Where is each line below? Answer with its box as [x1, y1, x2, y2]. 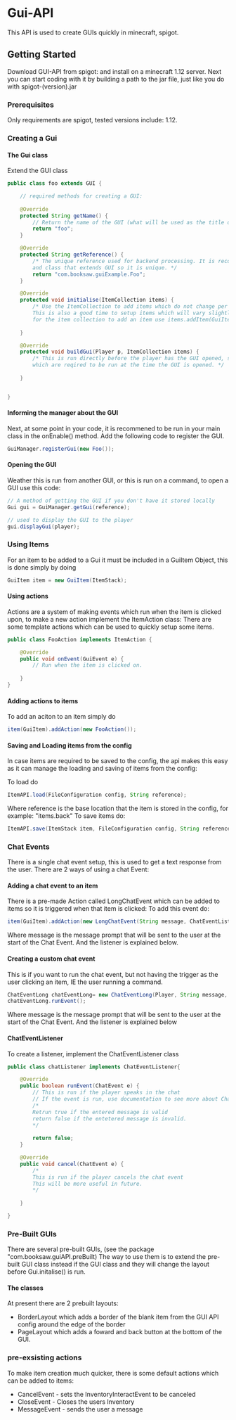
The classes [7, 1284, 44, 1292]
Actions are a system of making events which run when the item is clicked [7, 607, 222, 616]
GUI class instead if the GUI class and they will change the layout [21, 1260, 209, 1269]
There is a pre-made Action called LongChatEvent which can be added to [7, 897, 220, 905]
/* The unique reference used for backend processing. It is [32, 257, 216, 264]
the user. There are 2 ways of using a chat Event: [7, 865, 150, 874]
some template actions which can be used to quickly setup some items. [7, 622, 214, 631]
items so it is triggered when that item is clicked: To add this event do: [7, 904, 209, 913]
